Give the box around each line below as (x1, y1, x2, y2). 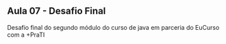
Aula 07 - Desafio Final (7, 5, 106, 17)
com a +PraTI (7, 30, 45, 39)
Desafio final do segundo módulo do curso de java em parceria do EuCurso (7, 23, 220, 31)
